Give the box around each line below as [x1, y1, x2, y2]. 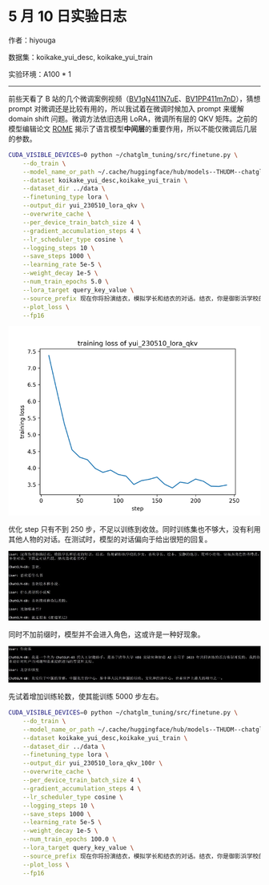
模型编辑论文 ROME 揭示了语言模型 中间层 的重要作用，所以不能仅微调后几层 [8, 123, 258, 133]
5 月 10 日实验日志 [8, 7, 127, 26]
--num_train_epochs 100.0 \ [22, 835, 116, 843]
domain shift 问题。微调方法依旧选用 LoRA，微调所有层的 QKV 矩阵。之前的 [8, 114, 258, 123]
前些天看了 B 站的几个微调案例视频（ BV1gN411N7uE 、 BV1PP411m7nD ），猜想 [8, 94, 261, 103]
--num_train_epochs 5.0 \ [22, 278, 110, 286]
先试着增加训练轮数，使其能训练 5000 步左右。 [8, 692, 163, 701]
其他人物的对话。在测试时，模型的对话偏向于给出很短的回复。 [8, 534, 212, 545]
